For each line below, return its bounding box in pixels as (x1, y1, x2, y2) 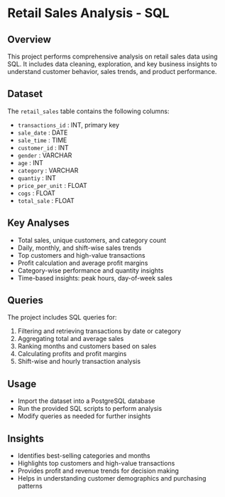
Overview (7, 33, 52, 46)
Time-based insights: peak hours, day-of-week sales (17, 273, 172, 282)
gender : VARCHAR (17, 151, 72, 159)
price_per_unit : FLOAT (17, 181, 87, 189)
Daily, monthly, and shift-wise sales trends (17, 244, 142, 252)
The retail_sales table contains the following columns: (7, 107, 170, 115)
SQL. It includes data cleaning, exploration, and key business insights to (7, 60, 218, 68)
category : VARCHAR (17, 166, 79, 174)
